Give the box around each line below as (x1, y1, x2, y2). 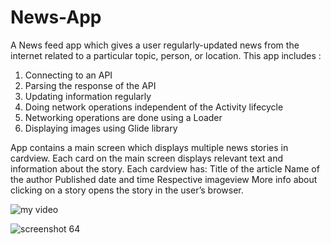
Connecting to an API (24, 69, 113, 81)
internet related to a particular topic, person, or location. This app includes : (10, 49, 322, 61)
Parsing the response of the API (24, 79, 157, 91)
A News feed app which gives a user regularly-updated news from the (10, 39, 300, 51)
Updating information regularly (24, 90, 152, 102)
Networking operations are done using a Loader (24, 111, 223, 123)
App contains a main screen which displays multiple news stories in (10, 141, 289, 153)
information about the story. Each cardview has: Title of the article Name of (10, 162, 320, 175)
